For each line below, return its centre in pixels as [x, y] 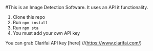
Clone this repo [29, 17]
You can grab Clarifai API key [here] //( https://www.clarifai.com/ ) [74, 43]
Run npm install [30, 22]
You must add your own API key [46, 33]
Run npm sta [26, 28]
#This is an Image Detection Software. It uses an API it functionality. [77, 7]
